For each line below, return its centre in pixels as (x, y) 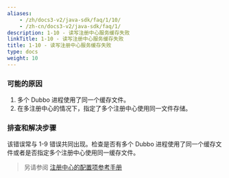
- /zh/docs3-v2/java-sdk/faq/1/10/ (70, 20)
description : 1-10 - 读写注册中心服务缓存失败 (69, 33)
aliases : (20, 13)
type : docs (23, 52)
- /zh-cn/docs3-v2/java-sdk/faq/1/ (70, 26)
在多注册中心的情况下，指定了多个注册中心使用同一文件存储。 (104, 109)
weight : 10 (23, 58)
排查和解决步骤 (32, 128)
